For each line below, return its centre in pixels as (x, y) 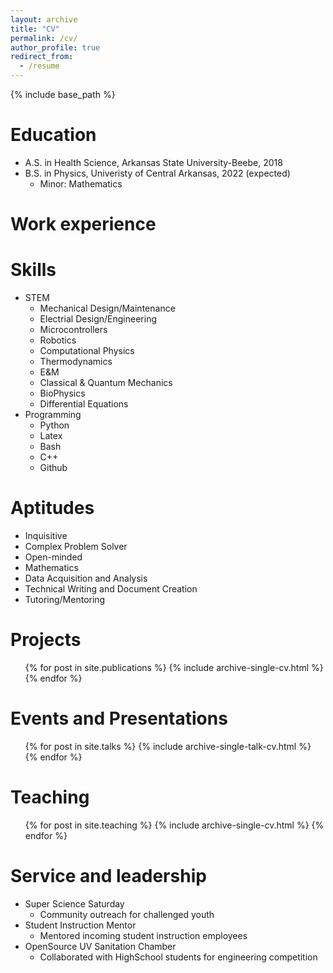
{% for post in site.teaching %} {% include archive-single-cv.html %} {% (174, 825)
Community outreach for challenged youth (127, 914)
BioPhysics (62, 393)
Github (53, 468)
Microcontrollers (73, 330)
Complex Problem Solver (76, 546)
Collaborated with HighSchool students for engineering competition (178, 957)
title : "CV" (35, 29)
